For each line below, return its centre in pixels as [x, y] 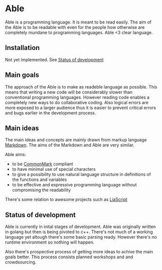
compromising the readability [41, 190]
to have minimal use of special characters [54, 169]
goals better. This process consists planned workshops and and [69, 257]
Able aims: [16, 155]
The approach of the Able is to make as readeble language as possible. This [81, 87]
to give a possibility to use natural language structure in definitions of [81, 175]
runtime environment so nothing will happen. [50, 242]
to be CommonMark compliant [43, 164]
